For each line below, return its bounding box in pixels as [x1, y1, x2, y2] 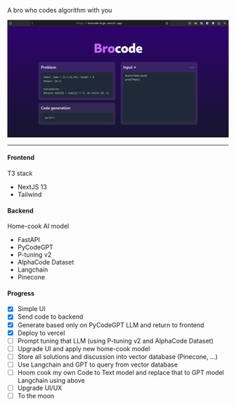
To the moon [17, 392, 55, 400]
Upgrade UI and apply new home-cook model [17, 344, 150, 353]
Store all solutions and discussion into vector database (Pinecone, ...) [17, 352, 218, 361]
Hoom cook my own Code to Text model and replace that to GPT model [17, 368, 225, 376]
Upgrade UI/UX [17, 383, 63, 392]
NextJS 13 [17, 182, 47, 191]
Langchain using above [17, 376, 86, 384]
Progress [7, 288, 35, 298]
